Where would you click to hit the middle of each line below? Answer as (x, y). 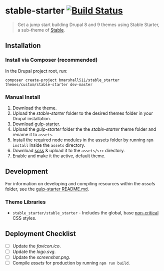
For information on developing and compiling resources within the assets (80, 183)
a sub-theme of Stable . (41, 30)
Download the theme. (34, 108)
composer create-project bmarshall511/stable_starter (62, 80)
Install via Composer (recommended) (51, 60)
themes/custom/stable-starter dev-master (49, 84)
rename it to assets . (33, 134)
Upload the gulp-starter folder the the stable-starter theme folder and (84, 129)
